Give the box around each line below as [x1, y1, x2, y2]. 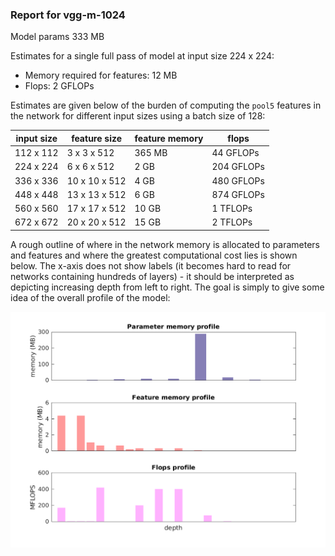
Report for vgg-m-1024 [10, 8, 126, 22]
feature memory [134, 132, 204, 144]
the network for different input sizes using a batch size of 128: [10, 110, 266, 122]
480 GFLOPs [211, 174, 265, 187]
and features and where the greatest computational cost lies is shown [10, 249, 298, 261]
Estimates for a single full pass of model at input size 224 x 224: [10, 50, 275, 62]
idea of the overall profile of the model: [10, 291, 171, 303]
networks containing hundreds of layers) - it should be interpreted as [10, 270, 295, 282]
